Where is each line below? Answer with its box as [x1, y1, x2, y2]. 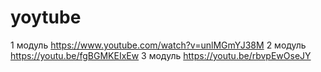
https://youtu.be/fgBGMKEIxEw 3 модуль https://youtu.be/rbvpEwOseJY [10, 49, 312, 61]
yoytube [10, 6, 82, 29]
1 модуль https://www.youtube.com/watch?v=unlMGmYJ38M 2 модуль [10, 39, 307, 51]
